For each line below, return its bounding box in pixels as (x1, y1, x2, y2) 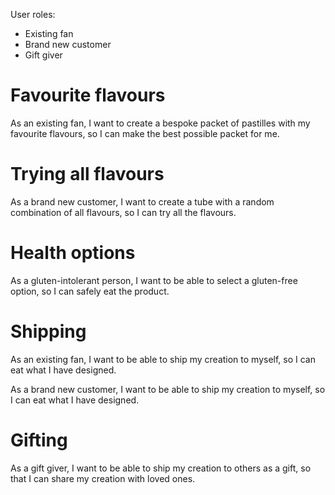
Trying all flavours (10, 163, 165, 186)
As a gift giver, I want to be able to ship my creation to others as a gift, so (10, 462, 312, 474)
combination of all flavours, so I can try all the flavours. (10, 206, 237, 218)
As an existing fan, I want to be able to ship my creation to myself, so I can (10, 353, 317, 365)
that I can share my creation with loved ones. (10, 472, 196, 484)
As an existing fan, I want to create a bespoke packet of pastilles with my (10, 117, 311, 129)
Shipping (10, 320, 87, 343)
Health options (10, 242, 136, 264)
